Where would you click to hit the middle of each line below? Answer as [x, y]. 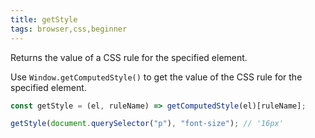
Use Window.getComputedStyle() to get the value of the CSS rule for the [156, 77]
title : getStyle [44, 19]
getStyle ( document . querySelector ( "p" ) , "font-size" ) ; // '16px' [147, 124]
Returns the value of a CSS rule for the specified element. [129, 57]
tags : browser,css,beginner [69, 29]
